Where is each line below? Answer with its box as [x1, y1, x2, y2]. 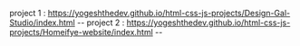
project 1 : [9, 8, 46, 18]
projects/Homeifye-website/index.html [9, 27, 154, 37]
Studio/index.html [9, 17, 75, 28]
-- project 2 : [76, 17, 125, 28]
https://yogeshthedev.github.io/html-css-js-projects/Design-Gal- [47, 8, 291, 18]
